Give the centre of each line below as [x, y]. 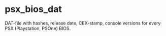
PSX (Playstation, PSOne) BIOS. [38, 28]
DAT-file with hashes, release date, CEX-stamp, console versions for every [83, 23]
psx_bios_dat [33, 9]
